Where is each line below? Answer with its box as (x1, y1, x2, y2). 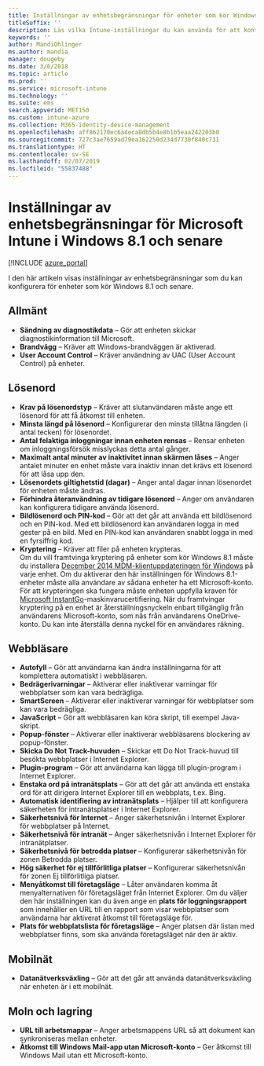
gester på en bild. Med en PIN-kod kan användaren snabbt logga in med (19, 527, 254, 537)
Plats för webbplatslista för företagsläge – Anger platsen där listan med (19, 921, 255, 931)
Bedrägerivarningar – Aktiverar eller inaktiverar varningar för (19, 680, 218, 689)
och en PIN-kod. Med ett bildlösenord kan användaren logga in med (19, 519, 240, 529)
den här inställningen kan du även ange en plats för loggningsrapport (19, 896, 247, 906)
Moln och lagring (8, 1005, 93, 1018)
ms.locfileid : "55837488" (8, 165, 93, 173)
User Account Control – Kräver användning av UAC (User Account (19, 350, 236, 360)
